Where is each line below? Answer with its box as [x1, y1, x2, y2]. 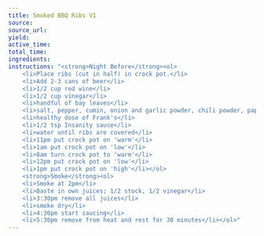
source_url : [8, 26, 47, 34]
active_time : [8, 41, 51, 49]
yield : [8, 33, 30, 42]
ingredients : [8, 56, 51, 64]
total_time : [8, 48, 47, 56]
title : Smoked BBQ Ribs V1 [8, 11, 97, 20]
